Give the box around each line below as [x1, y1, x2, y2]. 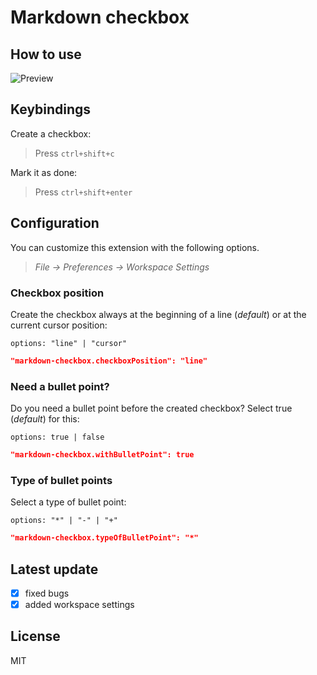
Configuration [10, 215, 100, 232]
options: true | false [10, 432, 105, 443]
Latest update [10, 561, 99, 578]
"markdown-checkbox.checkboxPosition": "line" [10, 356, 208, 366]
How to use [10, 46, 82, 63]
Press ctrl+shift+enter [34, 186, 133, 198]
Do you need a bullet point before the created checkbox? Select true [10, 402, 293, 415]
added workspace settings [24, 599, 135, 611]
